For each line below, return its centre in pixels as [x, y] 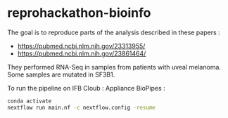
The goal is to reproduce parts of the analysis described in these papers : [114, 32]
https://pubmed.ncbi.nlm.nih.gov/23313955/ [81, 46]
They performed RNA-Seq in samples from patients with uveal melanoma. [114, 67]
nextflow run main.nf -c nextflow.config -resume [82, 107]
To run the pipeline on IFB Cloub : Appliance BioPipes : [86, 88]
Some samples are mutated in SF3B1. [61, 74]
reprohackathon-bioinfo [79, 13]
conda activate [30, 101]
